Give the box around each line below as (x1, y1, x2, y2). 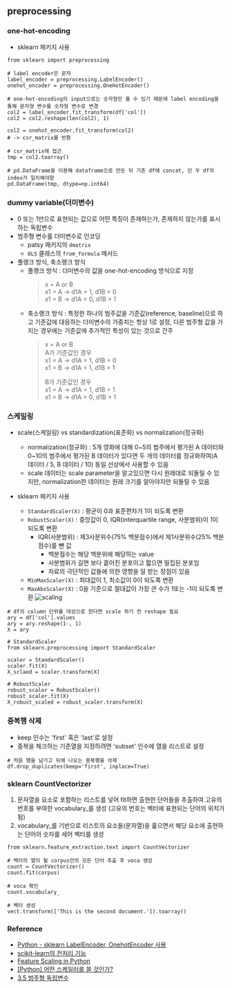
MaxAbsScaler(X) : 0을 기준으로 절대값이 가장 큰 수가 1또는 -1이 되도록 (27, 585, 216, 593)
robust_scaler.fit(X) (7, 693, 70, 700)
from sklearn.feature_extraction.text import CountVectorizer (7, 844, 190, 851)
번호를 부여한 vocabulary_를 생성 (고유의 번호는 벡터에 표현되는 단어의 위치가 (17, 804, 225, 812)
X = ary (7, 626, 30, 634)
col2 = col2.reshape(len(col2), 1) (7, 115, 110, 122)
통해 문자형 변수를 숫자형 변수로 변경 (7, 103, 99, 110)
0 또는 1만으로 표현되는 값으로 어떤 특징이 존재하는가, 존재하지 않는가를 (17, 214, 209, 223)
